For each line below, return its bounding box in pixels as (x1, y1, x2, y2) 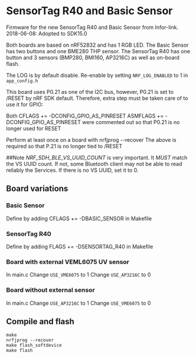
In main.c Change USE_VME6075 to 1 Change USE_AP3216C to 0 (6, 271, 151, 278)
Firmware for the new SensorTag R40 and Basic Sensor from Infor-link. (6, 24, 179, 31)
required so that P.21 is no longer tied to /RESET (6, 142, 123, 149)
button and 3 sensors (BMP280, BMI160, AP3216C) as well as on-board (6, 54, 180, 61)
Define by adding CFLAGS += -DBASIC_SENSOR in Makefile (6, 214, 152, 222)
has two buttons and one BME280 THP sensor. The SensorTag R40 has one (6, 47, 191, 54)
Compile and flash (6, 316, 75, 326)
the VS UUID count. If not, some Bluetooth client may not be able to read (6, 160, 182, 167)
